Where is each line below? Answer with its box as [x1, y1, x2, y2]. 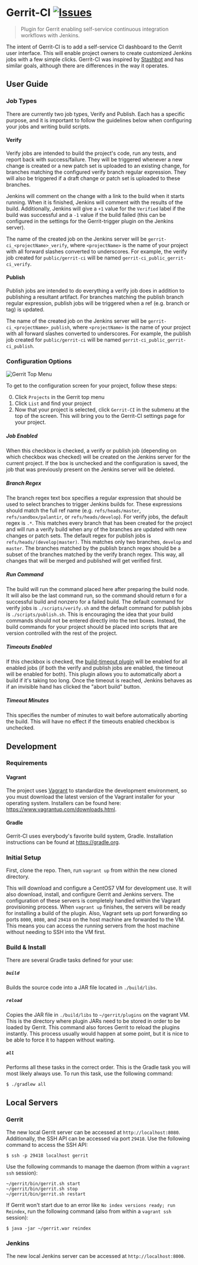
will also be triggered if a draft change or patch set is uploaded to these [6, 174, 180, 181]
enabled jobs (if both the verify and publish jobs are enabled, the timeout [6, 664, 184, 672]
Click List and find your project [14, 400, 92, 407]
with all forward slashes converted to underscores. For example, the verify [6, 248, 187, 255]
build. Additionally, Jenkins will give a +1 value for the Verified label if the [6, 205, 186, 212]
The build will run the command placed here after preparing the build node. [6, 586, 189, 593]
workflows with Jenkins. [20, 31, 80, 38]
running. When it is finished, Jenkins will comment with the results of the [6, 199, 183, 206]
